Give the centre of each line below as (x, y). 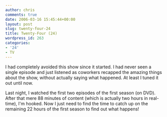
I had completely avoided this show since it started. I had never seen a (78, 67)
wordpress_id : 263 (24, 38)
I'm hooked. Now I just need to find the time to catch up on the (83, 103)
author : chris (20, 10)
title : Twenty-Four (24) (31, 33)
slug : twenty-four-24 (28, 29)
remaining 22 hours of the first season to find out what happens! (72, 109)
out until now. (19, 83)
